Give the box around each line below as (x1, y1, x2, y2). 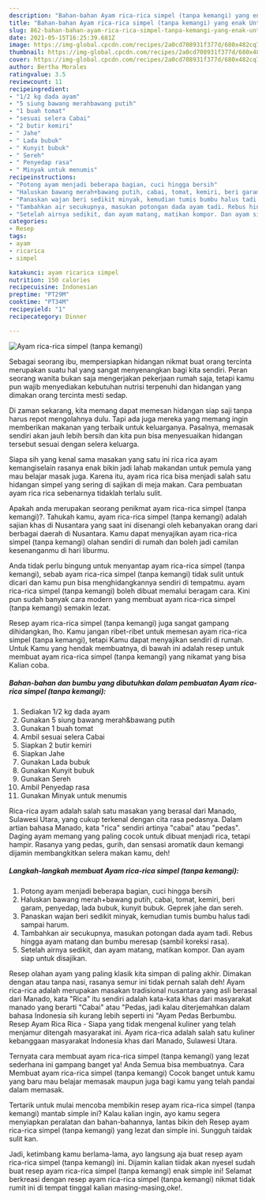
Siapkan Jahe (20, 748, 66, 758)
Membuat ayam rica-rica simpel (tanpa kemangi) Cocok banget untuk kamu (9, 1068, 256, 1077)
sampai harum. (20, 919, 69, 929)
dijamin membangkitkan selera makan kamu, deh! (9, 848, 170, 857)
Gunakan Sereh (20, 774, 72, 783)
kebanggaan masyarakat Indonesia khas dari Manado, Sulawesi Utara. (9, 1035, 238, 1045)
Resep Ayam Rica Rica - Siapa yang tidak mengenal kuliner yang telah (9, 1019, 236, 1028)
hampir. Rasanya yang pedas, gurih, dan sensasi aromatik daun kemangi (9, 839, 244, 849)
